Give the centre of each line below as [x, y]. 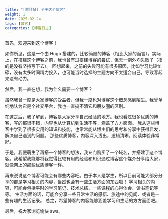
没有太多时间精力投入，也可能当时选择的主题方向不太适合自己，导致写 [86, 72]
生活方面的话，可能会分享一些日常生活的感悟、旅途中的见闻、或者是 [85, 194]
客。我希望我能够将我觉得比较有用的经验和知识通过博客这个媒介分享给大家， [84, 159]
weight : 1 [15, 14]
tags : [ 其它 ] [18, 24]
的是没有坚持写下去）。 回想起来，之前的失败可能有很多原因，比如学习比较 [81, 66]
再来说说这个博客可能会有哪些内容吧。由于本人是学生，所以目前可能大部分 [82, 176]
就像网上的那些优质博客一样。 [36, 165]
